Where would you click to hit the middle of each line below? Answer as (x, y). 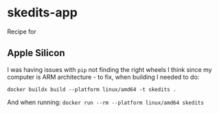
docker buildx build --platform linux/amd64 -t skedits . (92, 89)
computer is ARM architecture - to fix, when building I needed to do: (103, 77)
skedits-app (42, 13)
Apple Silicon (36, 53)
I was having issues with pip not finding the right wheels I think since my (109, 69)
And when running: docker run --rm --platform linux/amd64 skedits (106, 102)
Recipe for (22, 32)
